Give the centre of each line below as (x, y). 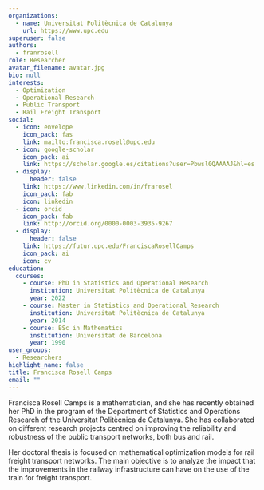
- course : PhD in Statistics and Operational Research (116, 283)
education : (26, 269)
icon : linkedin (48, 201)
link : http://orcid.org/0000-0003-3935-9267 (98, 224)
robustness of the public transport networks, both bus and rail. (111, 436)
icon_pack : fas (48, 134)
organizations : (33, 16)
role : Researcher (37, 61)
